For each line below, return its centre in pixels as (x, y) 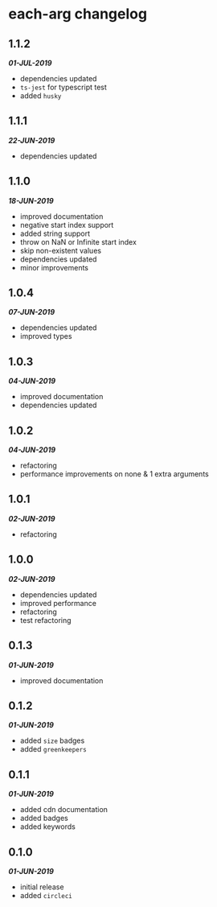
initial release (42, 887)
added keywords (48, 827)
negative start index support (67, 225)
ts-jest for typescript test (63, 87)
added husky (41, 96)
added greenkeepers (53, 749)
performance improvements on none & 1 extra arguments (114, 474)
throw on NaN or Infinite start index (78, 241)
